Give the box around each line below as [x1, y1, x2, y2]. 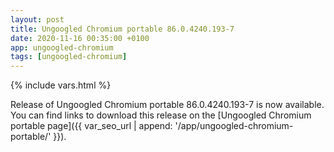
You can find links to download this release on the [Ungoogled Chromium [10, 109, 312, 121]
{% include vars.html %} [10, 79, 112, 91]
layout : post [10, 14, 65, 25]
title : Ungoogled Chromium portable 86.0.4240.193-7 [10, 24, 235, 34]
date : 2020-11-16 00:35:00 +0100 [10, 33, 150, 43]
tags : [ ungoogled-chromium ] [10, 52, 128, 62]
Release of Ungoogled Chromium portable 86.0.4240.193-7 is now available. [10, 99, 325, 111]
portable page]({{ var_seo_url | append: [10, 120, 173, 132]
